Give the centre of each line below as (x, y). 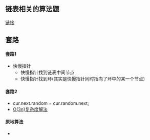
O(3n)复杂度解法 (30, 109)
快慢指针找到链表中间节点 (47, 72)
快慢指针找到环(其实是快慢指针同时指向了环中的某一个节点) (82, 79)
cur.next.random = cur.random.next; (51, 103)
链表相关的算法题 (32, 9)
